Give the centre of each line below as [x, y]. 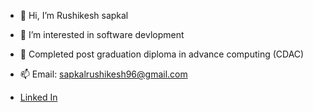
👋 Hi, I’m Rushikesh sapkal [74, 15]
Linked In [38, 97]
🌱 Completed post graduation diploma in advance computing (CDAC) [162, 54]
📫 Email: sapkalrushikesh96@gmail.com [103, 74]
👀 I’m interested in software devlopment [102, 34]
